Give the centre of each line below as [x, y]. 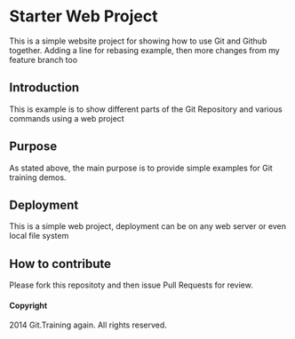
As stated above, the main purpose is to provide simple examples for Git [141, 168]
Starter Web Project [84, 16]
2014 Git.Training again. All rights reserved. [88, 325]
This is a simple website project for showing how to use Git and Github [138, 41]
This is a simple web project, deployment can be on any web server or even [148, 226]
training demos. [38, 177]
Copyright [28, 305]
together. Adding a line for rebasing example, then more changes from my [144, 50]
